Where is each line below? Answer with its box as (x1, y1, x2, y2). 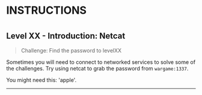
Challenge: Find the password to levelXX (20, 47, 122, 54)
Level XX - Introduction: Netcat (6, 31, 126, 41)
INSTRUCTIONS (6, 4, 87, 17)
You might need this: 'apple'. (6, 76, 77, 84)
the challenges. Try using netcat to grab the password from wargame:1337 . (6, 65, 189, 72)
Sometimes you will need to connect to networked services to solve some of (6, 58, 196, 66)
